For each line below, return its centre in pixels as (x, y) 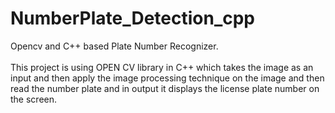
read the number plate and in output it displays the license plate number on (165, 88)
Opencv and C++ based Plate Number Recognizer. (114, 46)
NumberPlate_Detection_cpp (133, 18)
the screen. (34, 99)
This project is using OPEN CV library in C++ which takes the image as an (162, 67)
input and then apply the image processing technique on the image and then (167, 78)
